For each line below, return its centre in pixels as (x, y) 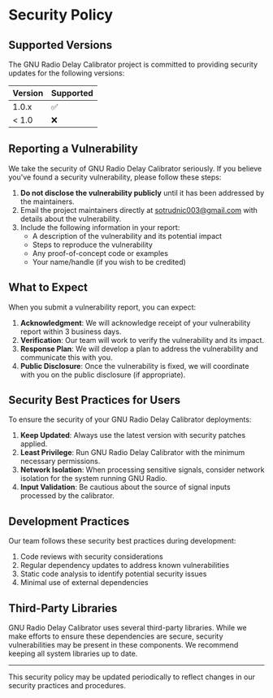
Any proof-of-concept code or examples (100, 253)
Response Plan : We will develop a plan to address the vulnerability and (139, 349)
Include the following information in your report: (100, 227)
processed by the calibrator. (67, 496)
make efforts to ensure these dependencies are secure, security (116, 636)
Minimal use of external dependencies (84, 583)
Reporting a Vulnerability (73, 149)
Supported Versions (60, 45)
